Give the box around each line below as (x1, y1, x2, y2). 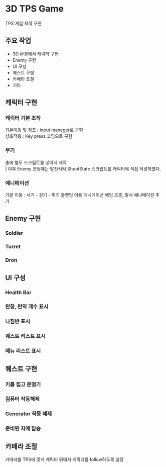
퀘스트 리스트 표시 (5, 333, 46, 340)
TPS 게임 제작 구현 (5, 20, 42, 26)
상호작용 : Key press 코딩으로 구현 (5, 133, 73, 139)
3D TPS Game (5, 3, 64, 15)
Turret (5, 243, 21, 250)
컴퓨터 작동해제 (5, 396, 40, 403)
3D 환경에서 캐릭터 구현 (12, 51, 59, 57)
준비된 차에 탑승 (5, 425, 41, 432)
